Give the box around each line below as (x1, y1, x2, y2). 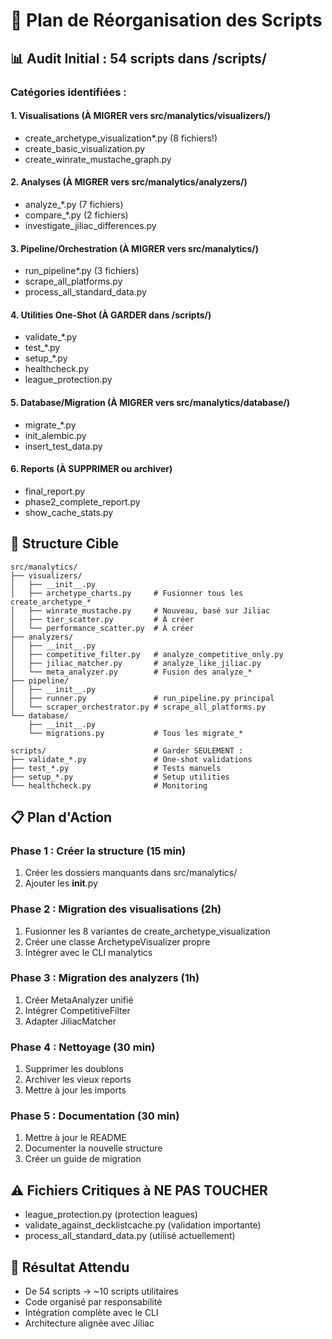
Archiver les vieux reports (24, 1074, 132, 1086)
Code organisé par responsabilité (24, 1296, 163, 1308)
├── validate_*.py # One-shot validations (10, 754, 253, 764)
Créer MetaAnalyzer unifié (24, 994, 134, 1006)
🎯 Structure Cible (10, 535, 120, 553)
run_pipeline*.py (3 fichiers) (24, 265, 140, 277)
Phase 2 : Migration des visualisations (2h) (10, 902, 222, 916)
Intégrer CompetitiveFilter (24, 1004, 131, 1016)
